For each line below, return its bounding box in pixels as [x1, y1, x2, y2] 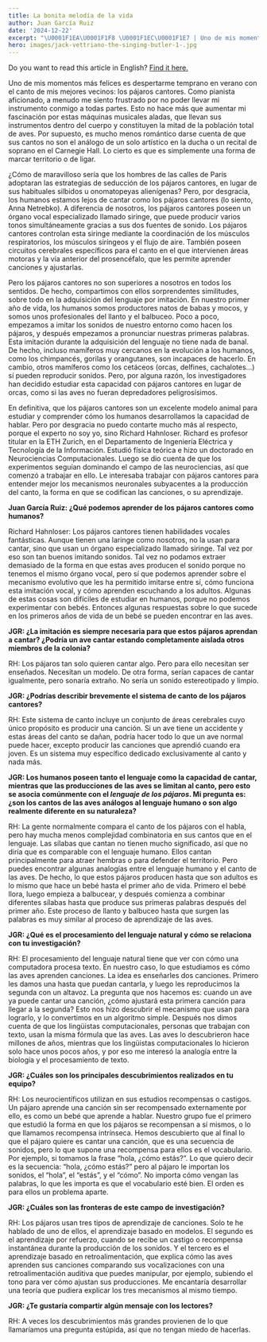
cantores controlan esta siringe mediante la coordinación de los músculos [8, 229, 250, 238]
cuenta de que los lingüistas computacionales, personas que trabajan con [8, 1022, 250, 1031]
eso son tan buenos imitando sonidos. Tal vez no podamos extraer [8, 552, 226, 562]
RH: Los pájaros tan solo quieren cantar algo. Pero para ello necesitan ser [8, 659, 250, 668]
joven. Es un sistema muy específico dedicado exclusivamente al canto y [8, 748, 247, 759]
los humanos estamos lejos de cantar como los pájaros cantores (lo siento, [8, 195, 253, 205]
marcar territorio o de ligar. [8, 154, 96, 164]
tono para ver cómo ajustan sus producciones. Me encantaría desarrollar [8, 1277, 247, 1287]
